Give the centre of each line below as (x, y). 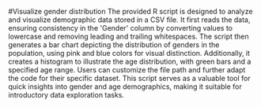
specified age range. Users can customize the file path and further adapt (127, 70)
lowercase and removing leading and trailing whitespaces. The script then (129, 36)
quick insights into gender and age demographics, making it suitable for (125, 87)
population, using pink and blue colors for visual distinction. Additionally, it (129, 53)
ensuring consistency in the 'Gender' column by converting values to (121, 28)
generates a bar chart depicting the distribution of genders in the (114, 45)
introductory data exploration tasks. (66, 95)
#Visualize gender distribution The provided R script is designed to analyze (130, 11)
